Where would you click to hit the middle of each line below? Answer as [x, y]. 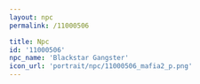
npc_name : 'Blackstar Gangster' [69, 58]
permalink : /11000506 [49, 26]
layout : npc [31, 17]
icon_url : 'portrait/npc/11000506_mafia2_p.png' [101, 66]
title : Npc [29, 42]
